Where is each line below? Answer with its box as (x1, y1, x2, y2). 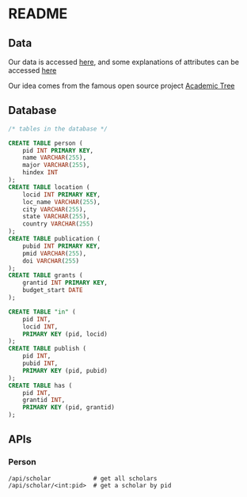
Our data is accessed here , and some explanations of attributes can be (8, 57, 240, 66)
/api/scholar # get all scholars (8, 474, 158, 483)
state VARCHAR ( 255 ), (22, 213, 90, 221)
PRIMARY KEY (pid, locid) (22, 330, 108, 338)
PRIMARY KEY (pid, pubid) (22, 366, 108, 374)
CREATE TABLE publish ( (8, 345, 87, 353)
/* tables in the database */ (8, 124, 108, 133)
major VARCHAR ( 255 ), (22, 161, 90, 169)
